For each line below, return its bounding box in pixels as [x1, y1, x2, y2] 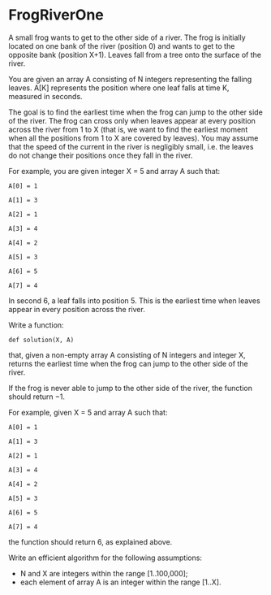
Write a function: [8, 319, 64, 330]
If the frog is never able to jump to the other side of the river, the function [8, 383, 253, 393]
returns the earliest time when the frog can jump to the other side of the [8, 358, 249, 368]
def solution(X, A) [8, 336, 75, 344]
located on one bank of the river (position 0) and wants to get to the [8, 41, 235, 50]
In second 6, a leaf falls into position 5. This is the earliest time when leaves [8, 295, 261, 306]
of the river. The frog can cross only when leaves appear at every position [8, 115, 256, 125]
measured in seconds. [8, 91, 83, 101]
